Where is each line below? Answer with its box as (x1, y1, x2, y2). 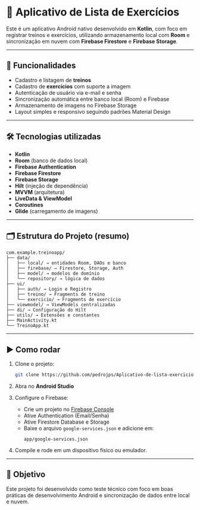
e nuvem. (6, 497, 29, 505)
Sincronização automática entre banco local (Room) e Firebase (14, 95, 170, 102)
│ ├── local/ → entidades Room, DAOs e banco (6, 260, 127, 266)
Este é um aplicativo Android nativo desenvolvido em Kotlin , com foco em (6, 25, 187, 32)
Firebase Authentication (14, 163, 76, 170)
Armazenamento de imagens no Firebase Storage (14, 101, 137, 109)
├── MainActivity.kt (6, 318, 58, 324)
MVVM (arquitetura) (14, 188, 65, 195)
